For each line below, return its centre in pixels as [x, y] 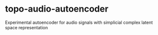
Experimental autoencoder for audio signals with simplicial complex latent [79, 22]
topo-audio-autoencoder [57, 9]
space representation [26, 27]
